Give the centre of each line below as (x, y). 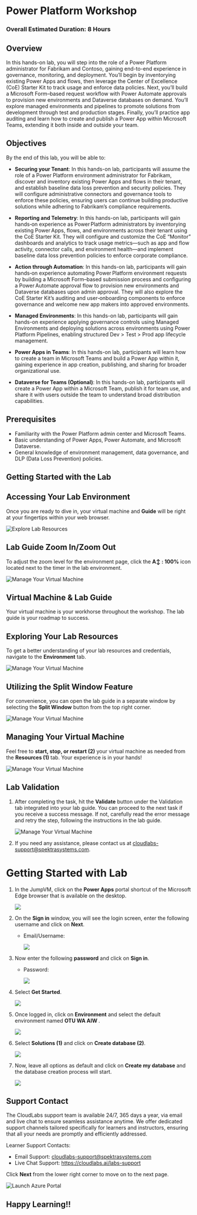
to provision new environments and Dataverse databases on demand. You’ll (97, 100)
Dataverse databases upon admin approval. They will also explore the (98, 292)
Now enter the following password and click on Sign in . (82, 958)
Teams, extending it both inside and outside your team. (72, 125)
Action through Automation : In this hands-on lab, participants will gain (100, 266)
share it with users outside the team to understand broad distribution (97, 395)
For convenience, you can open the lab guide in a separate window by (91, 701)
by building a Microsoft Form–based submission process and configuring (103, 279)
